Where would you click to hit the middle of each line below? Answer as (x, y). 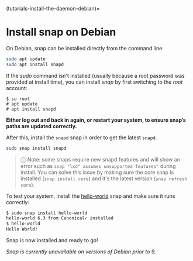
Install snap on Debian (61, 32)
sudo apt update (26, 59)
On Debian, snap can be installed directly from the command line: (85, 48)
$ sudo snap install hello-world (47, 213)
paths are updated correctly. (42, 126)
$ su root (18, 99)
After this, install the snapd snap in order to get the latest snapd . (82, 138)
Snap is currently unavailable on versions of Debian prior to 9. (81, 252)
